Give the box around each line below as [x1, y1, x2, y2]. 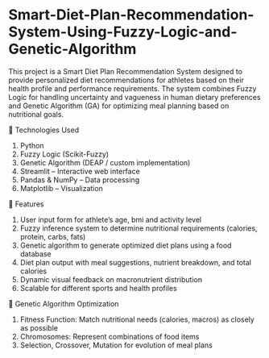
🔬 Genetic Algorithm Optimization [8, 298, 119, 308]
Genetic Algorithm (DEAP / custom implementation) [19, 157, 191, 167]
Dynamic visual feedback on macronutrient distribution [19, 274, 203, 284]
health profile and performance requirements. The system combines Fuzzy [8, 83, 257, 94]
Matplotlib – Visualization [19, 183, 103, 193]
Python [19, 140, 44, 150]
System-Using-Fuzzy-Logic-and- [8, 23, 238, 41]
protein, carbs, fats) [19, 231, 86, 241]
